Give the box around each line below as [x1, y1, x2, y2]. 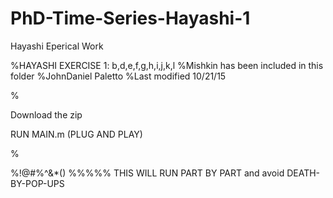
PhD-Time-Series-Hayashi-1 [10, 7, 251, 30]
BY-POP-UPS [10, 177, 65, 189]
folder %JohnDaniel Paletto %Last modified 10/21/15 [10, 70, 227, 82]
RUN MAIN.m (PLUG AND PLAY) [10, 128, 143, 140]
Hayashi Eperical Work [10, 40, 104, 52]
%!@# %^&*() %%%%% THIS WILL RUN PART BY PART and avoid [10, 167, 285, 179]
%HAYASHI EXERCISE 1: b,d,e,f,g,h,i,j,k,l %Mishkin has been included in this [10, 59, 324, 71]
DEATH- [286, 167, 321, 179]
